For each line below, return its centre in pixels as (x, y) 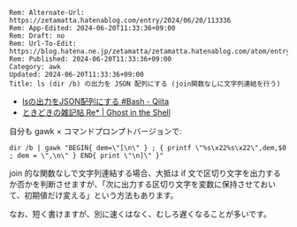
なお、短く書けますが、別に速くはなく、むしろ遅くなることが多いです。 (140, 214)
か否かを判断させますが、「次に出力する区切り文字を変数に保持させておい (143, 184)
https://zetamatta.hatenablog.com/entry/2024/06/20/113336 (120, 20)
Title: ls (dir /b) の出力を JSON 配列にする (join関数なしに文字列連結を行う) (145, 84)
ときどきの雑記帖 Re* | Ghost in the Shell (96, 112)
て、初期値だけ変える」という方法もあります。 (94, 195)
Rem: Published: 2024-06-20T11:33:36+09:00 (91, 59)
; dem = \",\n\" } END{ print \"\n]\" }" (87, 155)
